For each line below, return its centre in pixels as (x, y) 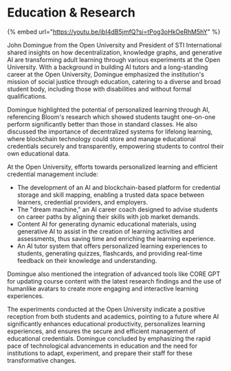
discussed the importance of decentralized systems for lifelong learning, (110, 131)
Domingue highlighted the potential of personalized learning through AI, (109, 109)
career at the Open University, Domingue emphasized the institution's (106, 74)
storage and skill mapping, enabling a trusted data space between (111, 195)
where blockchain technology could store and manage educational (101, 138)
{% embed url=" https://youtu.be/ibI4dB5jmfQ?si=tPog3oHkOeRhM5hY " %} (114, 32)
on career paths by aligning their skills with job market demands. (109, 216)
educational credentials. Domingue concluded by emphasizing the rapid (109, 338)
